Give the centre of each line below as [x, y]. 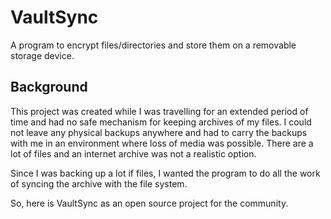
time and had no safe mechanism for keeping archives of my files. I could [161, 122]
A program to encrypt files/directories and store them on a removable [153, 45]
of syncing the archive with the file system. [99, 183]
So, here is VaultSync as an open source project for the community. [149, 203]
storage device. [42, 55]
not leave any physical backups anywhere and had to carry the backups [159, 132]
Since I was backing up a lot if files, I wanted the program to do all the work [165, 173]
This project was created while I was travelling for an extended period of [159, 111]
